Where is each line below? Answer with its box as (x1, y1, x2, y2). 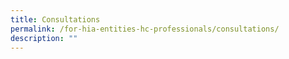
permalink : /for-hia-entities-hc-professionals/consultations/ (10, 24, 280, 34)
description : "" (10, 33, 78, 43)
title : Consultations (10, 14, 101, 25)
